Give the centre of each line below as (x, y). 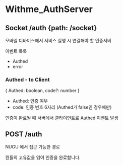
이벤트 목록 (16, 51)
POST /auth (24, 134)
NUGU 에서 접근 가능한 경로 (33, 147)
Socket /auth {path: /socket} (51, 28)
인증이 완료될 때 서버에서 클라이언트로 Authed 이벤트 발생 (62, 118)
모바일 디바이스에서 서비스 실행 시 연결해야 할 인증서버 (58, 40)
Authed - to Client (27, 79)
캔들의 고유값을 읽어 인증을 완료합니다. (43, 157)
